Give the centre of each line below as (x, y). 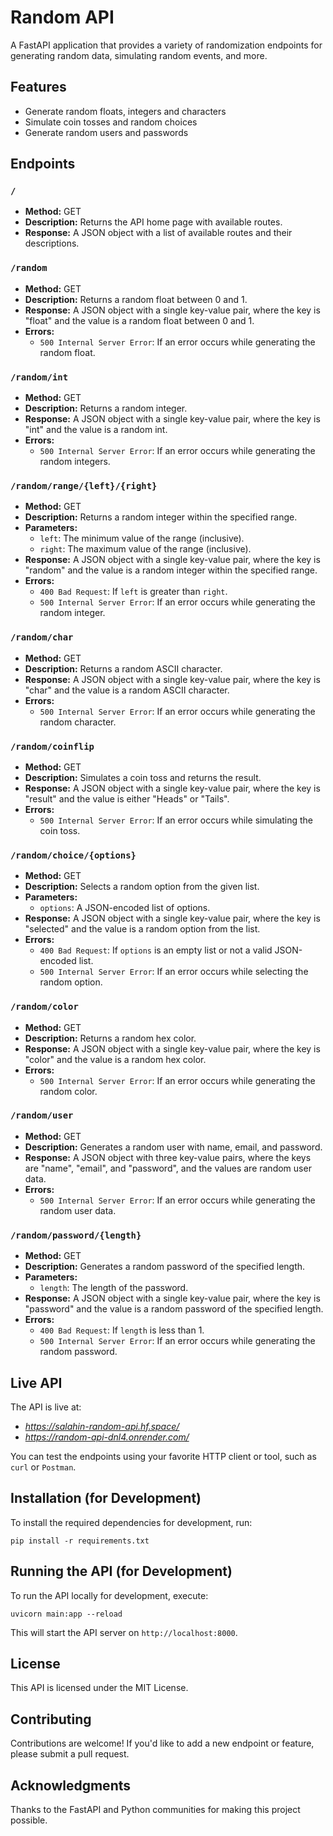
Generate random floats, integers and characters (125, 111)
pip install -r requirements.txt (80, 1541)
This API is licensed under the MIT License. (99, 1688)
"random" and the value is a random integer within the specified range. (171, 570)
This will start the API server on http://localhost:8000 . (124, 1632)
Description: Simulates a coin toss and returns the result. (143, 777)
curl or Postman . (43, 1467)
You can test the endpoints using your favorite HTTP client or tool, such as (163, 1456)
